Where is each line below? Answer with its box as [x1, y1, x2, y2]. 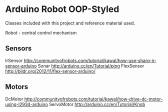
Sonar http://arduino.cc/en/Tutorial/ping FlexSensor [37, 62, 144, 68]
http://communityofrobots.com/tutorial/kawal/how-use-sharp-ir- [23, 57, 156, 63]
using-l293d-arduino [5, 101, 48, 107]
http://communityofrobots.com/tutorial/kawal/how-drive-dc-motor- [24, 96, 163, 102]
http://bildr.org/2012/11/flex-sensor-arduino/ [5, 68, 96, 74]
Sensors [5, 44, 32, 53]
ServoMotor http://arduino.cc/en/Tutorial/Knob [49, 101, 145, 107]
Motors [5, 82, 28, 91]
